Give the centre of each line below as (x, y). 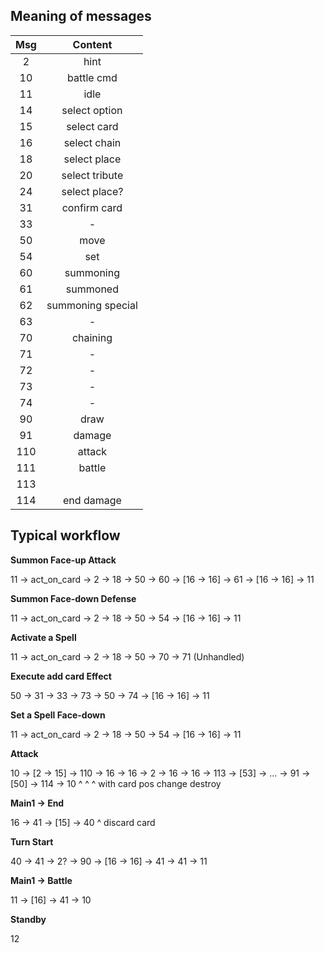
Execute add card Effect (61, 676)
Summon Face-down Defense (73, 598)
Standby (28, 919)
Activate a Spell (43, 637)
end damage (92, 500)
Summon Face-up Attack (63, 560)
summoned (92, 289)
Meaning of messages (81, 16)
